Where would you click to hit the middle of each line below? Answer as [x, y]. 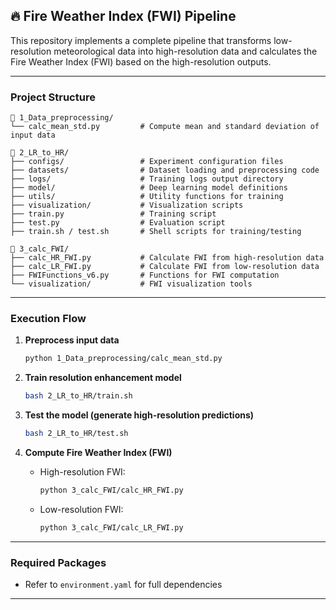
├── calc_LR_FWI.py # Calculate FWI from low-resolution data [165, 267]
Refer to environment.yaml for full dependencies [123, 585]
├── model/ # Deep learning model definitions [149, 188]
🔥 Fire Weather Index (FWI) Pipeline [123, 16]
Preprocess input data [72, 340]
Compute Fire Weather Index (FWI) [98, 453]
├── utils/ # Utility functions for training [147, 197]
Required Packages [58, 562]
